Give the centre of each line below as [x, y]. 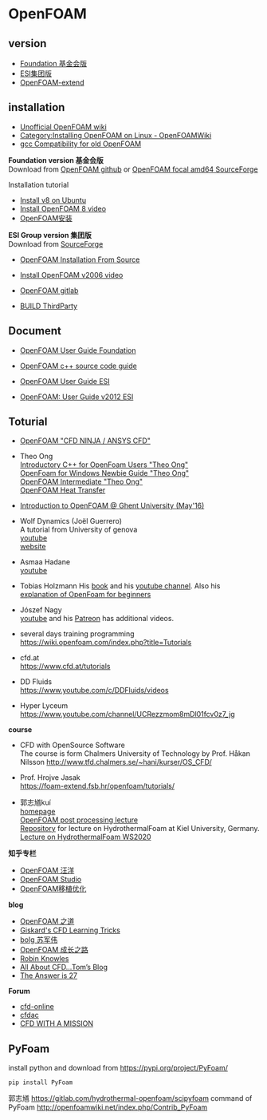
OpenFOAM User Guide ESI [65, 381]
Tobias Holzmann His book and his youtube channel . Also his [120, 586]
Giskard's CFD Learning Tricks [70, 930]
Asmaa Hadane [45, 562]
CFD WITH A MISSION [57, 1023]
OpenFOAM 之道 [47, 921]
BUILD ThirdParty [49, 306]
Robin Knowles [44, 959]
